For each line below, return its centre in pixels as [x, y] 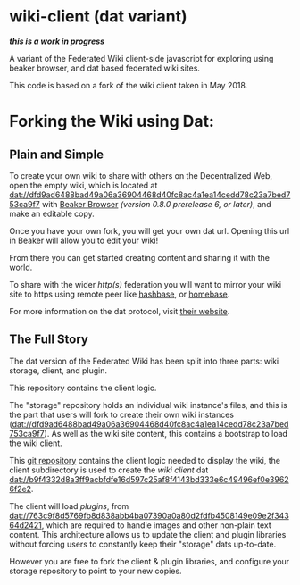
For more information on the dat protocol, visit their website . [120, 311]
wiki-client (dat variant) [98, 17]
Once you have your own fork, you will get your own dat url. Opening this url [150, 230]
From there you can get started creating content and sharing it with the [140, 257]
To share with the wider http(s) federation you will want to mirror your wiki [146, 284]
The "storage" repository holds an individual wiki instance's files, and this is [148, 405]
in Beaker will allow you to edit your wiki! [84, 240]
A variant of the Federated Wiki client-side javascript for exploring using [142, 58]
